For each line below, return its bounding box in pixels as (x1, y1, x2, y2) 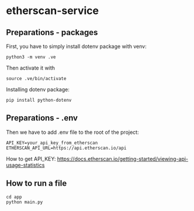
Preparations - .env (6, 113, 78, 123)
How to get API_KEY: (6, 155, 56, 162)
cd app (6, 194, 22, 200)
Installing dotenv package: (6, 86, 70, 93)
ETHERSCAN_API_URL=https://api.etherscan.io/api (6, 145, 127, 151)
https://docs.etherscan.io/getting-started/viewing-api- (57, 155, 189, 162)
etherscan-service (6, 4, 99, 18)
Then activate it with (6, 64, 56, 71)
